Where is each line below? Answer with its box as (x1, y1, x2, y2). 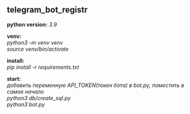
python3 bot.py (7, 101, 45, 108)
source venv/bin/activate (7, 45, 69, 52)
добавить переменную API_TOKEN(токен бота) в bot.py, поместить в (7, 81, 185, 89)
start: (7, 75, 21, 82)
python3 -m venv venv (7, 39, 63, 46)
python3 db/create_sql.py (7, 94, 71, 101)
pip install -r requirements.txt (7, 63, 80, 71)
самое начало (7, 87, 44, 95)
